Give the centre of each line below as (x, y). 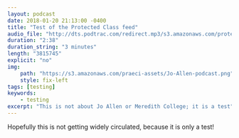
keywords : (22, 93)
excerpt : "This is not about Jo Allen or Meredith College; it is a (111, 107)
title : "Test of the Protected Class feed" (73, 27)
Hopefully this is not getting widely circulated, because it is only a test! (111, 127)
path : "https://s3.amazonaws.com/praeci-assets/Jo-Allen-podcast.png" (127, 73)
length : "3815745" (34, 54)
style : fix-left (44, 80)
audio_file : (25, 34)
